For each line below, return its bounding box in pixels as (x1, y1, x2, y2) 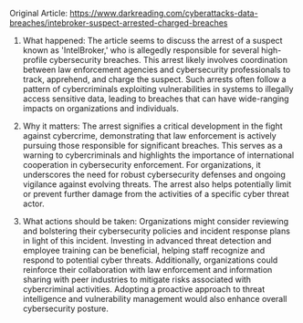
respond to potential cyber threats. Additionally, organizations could (22, 255, 278, 266)
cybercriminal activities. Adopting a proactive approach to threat (22, 284, 266, 295)
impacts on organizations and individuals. (22, 103, 180, 113)
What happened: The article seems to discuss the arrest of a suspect (22, 36, 283, 46)
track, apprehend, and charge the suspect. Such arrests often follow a (22, 74, 287, 85)
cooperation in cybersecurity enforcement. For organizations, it (22, 160, 262, 170)
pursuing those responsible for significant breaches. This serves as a (22, 141, 283, 151)
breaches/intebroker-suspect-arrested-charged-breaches (9, 17, 228, 28)
